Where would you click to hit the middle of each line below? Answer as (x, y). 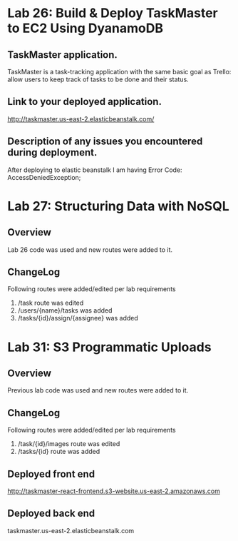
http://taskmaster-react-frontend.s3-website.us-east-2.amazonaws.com (114, 491)
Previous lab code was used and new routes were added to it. (98, 390)
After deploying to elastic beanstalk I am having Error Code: (95, 170)
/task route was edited (51, 303)
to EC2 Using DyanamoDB (86, 28)
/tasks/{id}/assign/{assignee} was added (78, 318)
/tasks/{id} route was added (59, 452)
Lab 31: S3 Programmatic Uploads (109, 347)
